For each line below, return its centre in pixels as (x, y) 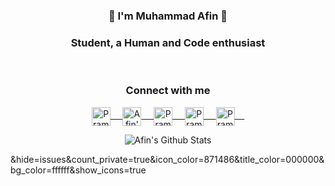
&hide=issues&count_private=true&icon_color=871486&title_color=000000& (167, 159)
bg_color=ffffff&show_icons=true (78, 170)
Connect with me (168, 91)
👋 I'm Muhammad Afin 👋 (168, 16)
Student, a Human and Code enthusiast (168, 42)
